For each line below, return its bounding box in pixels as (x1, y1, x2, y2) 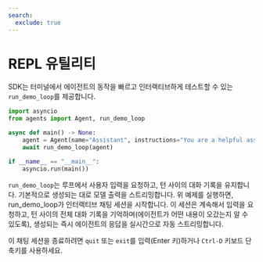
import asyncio (8, 107, 58, 116)
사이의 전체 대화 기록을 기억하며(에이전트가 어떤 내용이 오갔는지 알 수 (38, 209, 249, 219)
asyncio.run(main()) (22, 165, 89, 173)
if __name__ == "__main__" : (8, 157, 100, 165)
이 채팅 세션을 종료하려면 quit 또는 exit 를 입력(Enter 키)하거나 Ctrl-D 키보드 (8, 235, 244, 245)
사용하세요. (28, 246, 63, 255)
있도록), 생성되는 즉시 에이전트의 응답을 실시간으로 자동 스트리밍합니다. (8, 219, 225, 228)
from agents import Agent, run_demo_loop (8, 115, 146, 123)
